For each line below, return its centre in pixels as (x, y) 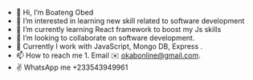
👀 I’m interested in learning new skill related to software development (130, 21)
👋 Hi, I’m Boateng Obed (55, 12)
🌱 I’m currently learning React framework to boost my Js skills (118, 29)
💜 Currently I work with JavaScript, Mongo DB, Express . (109, 46)
